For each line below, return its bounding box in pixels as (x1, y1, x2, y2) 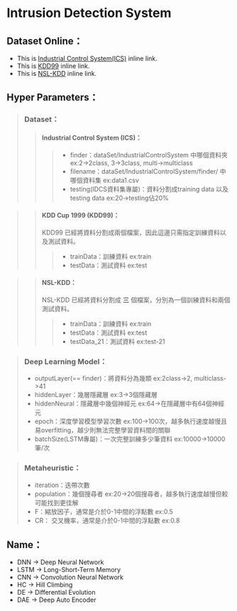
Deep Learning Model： (23, 357, 107, 366)
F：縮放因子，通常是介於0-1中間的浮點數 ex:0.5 (34, 507, 173, 515)
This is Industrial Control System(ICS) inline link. (16, 55, 158, 62)
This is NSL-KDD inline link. (16, 69, 97, 77)
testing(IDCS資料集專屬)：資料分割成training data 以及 (70, 184, 228, 193)
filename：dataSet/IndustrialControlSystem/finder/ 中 (70, 167, 226, 175)
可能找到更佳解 (34, 498, 79, 507)
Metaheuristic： (23, 463, 82, 473)
